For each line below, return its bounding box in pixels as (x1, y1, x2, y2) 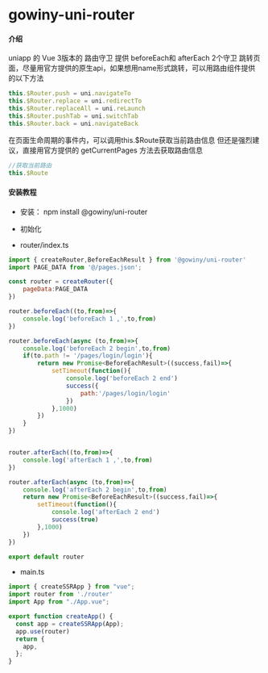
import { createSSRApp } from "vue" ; (8, 583, 135, 591)
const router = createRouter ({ (8, 278, 113, 286)
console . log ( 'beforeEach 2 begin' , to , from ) (23, 345, 171, 353)
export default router (8, 553, 85, 561)
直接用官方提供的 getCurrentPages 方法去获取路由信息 (22, 145, 204, 155)
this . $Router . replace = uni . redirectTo (8, 97, 142, 106)
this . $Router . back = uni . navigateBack (8, 119, 138, 127)
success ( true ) (51, 516, 99, 524)
